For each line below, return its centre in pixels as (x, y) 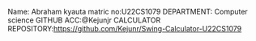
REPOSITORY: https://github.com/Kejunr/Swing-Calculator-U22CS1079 (125, 29)
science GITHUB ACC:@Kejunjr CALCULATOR (84, 20)
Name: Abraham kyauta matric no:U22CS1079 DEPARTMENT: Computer (128, 12)
